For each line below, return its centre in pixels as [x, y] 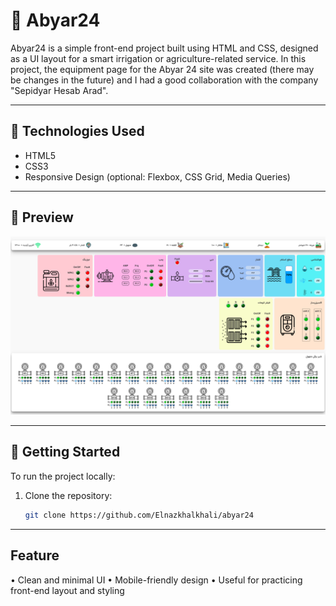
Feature [35, 555]
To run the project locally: [63, 476]
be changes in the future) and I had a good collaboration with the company [164, 80]
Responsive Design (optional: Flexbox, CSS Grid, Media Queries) [157, 176]
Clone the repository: [68, 495]
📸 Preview [42, 217]
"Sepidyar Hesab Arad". [59, 90]
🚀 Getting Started [65, 452]
